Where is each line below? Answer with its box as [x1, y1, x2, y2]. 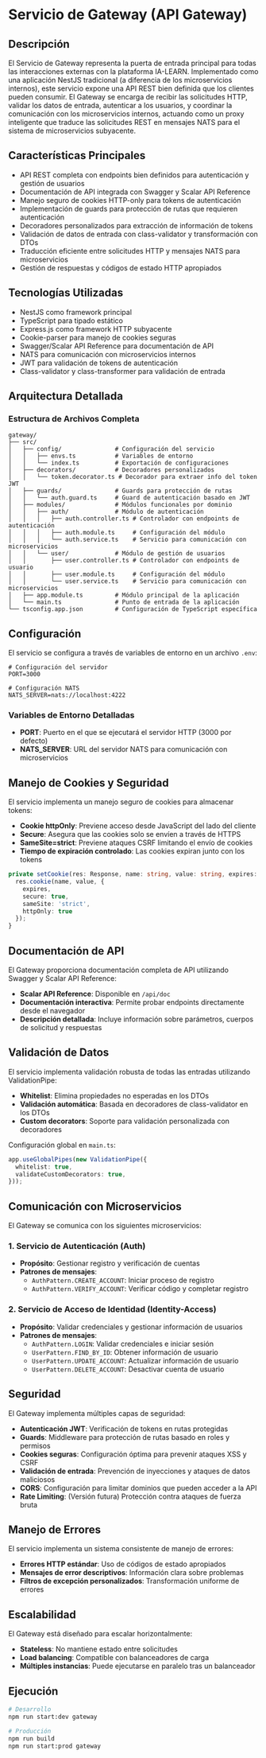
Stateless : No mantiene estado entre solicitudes [19, 1644, 179, 1654]
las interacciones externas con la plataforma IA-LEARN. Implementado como [8, 67, 259, 76]
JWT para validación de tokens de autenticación [19, 358, 179, 368]
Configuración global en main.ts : [8, 1140, 117, 1149]
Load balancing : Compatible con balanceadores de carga [19, 1653, 209, 1663]
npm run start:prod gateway [8, 1742, 102, 1750]
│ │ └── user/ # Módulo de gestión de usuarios [8, 550, 226, 558]
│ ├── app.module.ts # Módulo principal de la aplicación [8, 591, 240, 600]
